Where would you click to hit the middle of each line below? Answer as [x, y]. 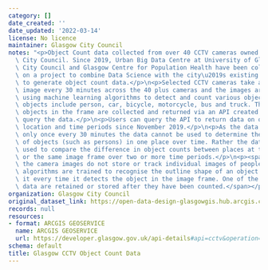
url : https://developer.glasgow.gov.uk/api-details [103, 239]
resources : [26, 216]
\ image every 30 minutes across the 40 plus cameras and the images [133, 90]
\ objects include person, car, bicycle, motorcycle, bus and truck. [133, 105]
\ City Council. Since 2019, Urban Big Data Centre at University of [133, 61]
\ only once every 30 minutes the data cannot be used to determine [132, 134]
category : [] [30, 16]
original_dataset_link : [48, 201]
